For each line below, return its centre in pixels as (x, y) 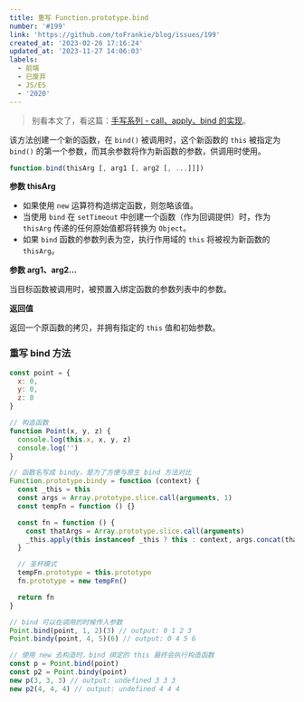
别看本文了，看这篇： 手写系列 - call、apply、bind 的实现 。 (141, 120)
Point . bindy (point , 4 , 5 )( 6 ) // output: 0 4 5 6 (103, 639)
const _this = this (54, 489)
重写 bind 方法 (40, 354)
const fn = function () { (66, 522)
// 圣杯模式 (37, 564)
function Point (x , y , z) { (60, 431)
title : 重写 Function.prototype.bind (79, 18)
